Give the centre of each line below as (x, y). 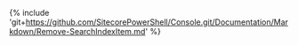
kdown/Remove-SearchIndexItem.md (77, 31)
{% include (29, 13)
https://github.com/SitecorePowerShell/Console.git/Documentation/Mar (157, 22)
